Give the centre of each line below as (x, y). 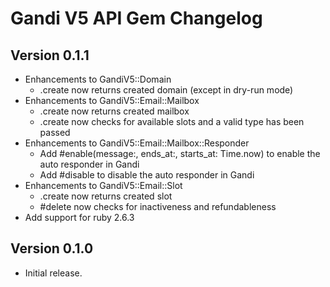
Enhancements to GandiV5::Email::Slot (103, 185)
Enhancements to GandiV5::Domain (98, 79)
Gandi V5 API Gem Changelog (136, 18)
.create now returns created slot (106, 196)
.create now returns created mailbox (114, 111)
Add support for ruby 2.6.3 (79, 217)
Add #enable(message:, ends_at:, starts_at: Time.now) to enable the (180, 153)
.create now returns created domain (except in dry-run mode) (166, 90)
